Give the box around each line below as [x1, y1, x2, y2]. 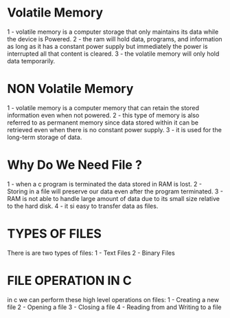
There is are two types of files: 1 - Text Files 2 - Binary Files [7, 248, 175, 257]
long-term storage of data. [7, 133, 82, 141]
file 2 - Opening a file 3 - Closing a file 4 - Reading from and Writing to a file [7, 303, 222, 311]
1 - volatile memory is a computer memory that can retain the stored [7, 103, 200, 112]
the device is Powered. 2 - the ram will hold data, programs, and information [7, 34, 222, 43]
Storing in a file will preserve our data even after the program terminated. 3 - [7, 187, 223, 195]
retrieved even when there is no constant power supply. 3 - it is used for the [7, 125, 222, 134]
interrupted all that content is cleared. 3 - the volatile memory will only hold [7, 50, 220, 58]
